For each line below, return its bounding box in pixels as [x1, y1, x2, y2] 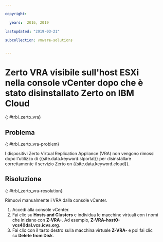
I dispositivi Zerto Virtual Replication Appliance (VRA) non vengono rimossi [5, 151, 155, 156]
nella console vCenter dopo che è [5, 77, 144, 88]
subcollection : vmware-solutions [5, 37, 73, 43]
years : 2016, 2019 [9, 20, 49, 25]
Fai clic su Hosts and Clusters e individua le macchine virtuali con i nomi [12, 212, 158, 218]
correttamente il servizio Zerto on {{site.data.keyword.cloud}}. [5, 161, 130, 167]
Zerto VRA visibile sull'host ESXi [5, 67, 139, 78]
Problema [5, 128, 35, 137]
